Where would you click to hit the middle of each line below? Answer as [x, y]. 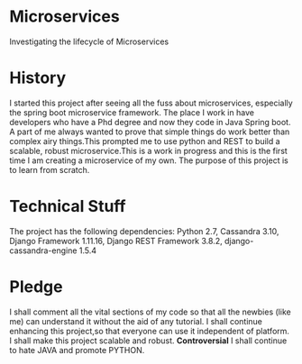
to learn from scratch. [50, 169]
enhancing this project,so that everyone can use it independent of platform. [150, 331]
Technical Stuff [68, 207]
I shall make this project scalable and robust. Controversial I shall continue [148, 341]
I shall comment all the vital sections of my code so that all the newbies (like [150, 312]
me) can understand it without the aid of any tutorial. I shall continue [136, 321]
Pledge [36, 287]
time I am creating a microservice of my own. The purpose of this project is [149, 160]
